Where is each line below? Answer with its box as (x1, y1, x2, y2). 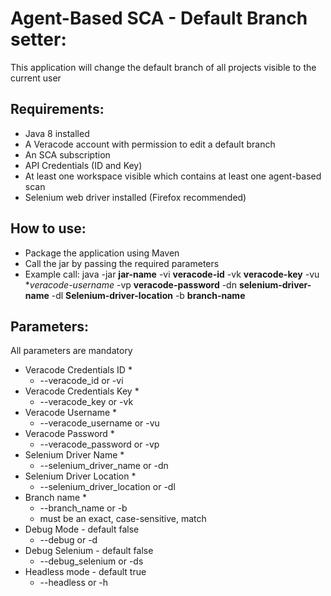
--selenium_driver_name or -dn (39, 460, 169, 472)
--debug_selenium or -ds (39, 555, 144, 567)
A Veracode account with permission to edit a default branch (24, 138, 276, 150)
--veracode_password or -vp (39, 438, 160, 451)
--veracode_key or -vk (39, 396, 134, 408)
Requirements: (10, 101, 105, 118)
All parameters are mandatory (10, 345, 133, 357)
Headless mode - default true (24, 566, 147, 578)
